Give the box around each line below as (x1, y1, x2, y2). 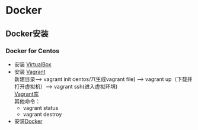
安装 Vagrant (14, 68, 46, 75)
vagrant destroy (23, 110, 62, 118)
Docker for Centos (5, 47, 60, 55)
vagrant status (23, 104, 59, 111)
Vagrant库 (14, 90, 39, 97)
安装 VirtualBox (14, 60, 52, 68)
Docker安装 (5, 28, 49, 38)
